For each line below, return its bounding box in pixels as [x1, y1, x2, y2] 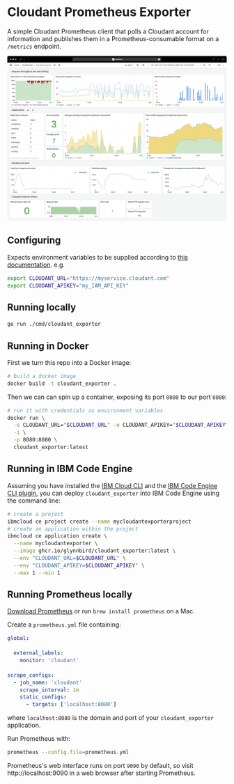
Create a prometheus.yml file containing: [7, 620, 122, 629]
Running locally [7, 301, 77, 313]
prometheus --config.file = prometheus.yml [7, 749, 130, 756]
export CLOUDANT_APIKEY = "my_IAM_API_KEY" [7, 282, 130, 289]
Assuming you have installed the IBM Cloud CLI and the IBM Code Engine [7, 481, 218, 489]
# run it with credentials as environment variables [7, 407, 164, 414]
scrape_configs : [7, 671, 54, 679]
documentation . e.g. [7, 260, 65, 269]
